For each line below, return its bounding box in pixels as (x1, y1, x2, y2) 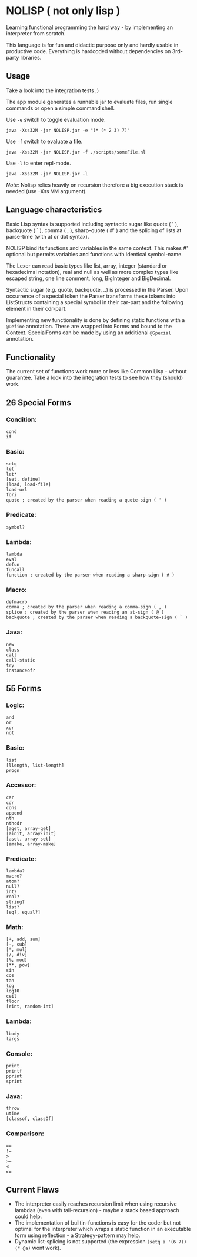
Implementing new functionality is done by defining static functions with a (6, 316, 185, 323)
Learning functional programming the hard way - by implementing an (6, 24, 173, 31)
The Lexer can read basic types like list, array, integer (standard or (6, 262, 168, 269)
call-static (6, 657, 35, 663)
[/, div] (6, 952, 28, 958)
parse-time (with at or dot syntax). (6, 233, 89, 240)
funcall (6, 566, 25, 572)
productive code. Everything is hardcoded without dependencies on (6, 47, 171, 54)
